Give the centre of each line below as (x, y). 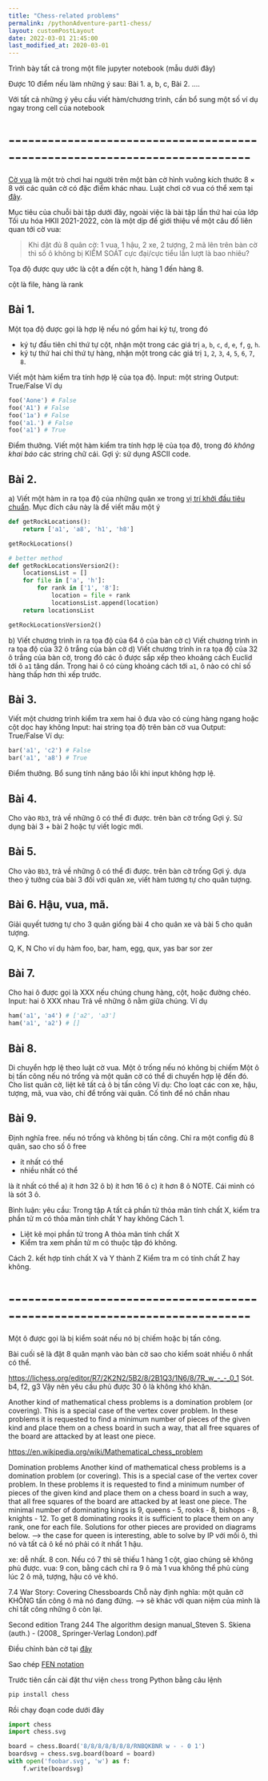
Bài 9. (23, 1119)
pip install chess (39, 1694)
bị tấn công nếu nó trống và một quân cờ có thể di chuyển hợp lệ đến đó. (129, 1076)
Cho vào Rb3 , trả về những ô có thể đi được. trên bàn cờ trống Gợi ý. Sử (125, 817)
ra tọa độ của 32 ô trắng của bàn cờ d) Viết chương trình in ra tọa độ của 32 (133, 649)
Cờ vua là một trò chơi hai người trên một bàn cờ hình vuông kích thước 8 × (132, 180)
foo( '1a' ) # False (39, 415)
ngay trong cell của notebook (57, 108)
